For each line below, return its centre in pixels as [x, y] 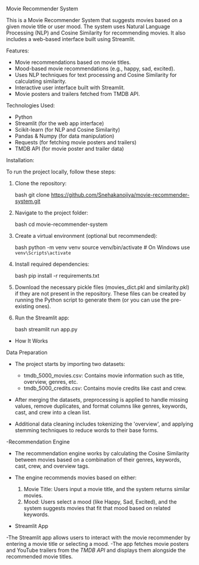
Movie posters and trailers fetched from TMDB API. [77, 94]
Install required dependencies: [52, 264]
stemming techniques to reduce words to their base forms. [86, 430]
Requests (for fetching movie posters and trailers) [75, 142]
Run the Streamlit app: [42, 318]
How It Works [31, 341]
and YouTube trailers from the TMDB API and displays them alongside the [96, 550]
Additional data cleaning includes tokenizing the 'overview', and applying [104, 424]
